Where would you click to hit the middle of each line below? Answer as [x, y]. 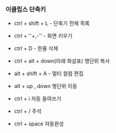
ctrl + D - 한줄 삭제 [36, 48]
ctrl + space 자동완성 [39, 124]
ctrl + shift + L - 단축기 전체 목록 [52, 23]
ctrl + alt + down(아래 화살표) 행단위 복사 [62, 61]
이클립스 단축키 [26, 9]
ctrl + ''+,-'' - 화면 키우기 [43, 36]
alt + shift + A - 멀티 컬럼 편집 [49, 74]
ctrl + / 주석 [28, 111]
